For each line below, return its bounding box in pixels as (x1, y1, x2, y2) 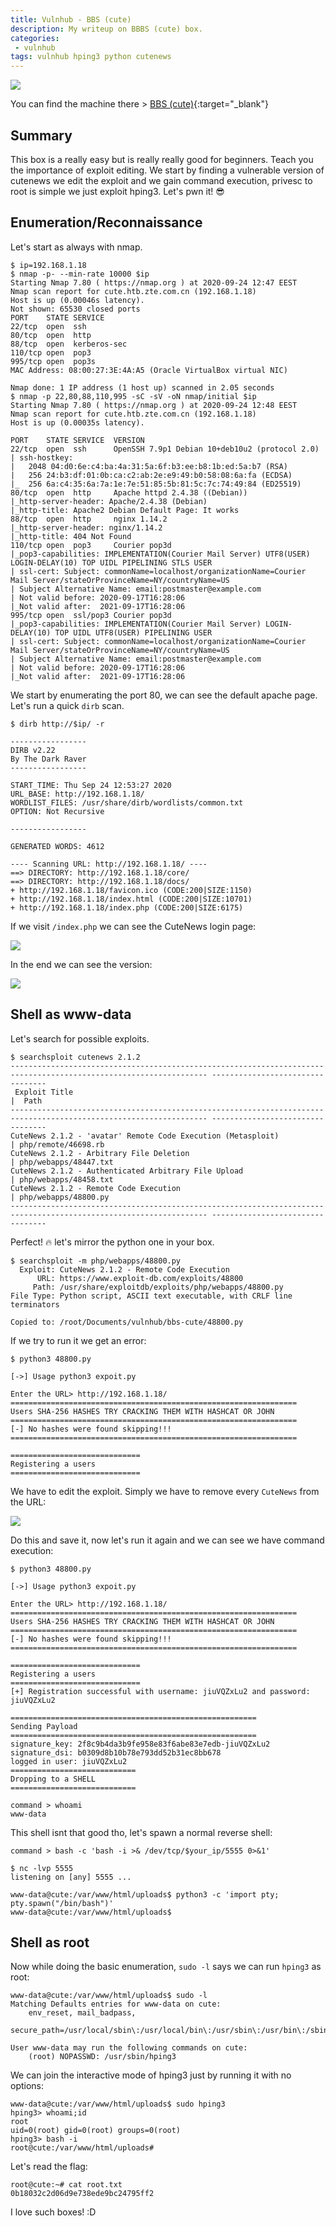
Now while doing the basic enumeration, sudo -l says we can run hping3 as (10, 1961, 322, 1973)
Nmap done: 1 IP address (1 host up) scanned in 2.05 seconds (10, 382, 275, 393)
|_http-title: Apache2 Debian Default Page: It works (10, 505, 240, 515)
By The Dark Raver (10, 754, 87, 764)
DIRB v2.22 (10, 745, 56, 755)
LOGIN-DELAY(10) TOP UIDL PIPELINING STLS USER (10, 557, 213, 568)
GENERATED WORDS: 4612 (10, 841, 105, 851)
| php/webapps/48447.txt (10, 1157, 114, 1167)
